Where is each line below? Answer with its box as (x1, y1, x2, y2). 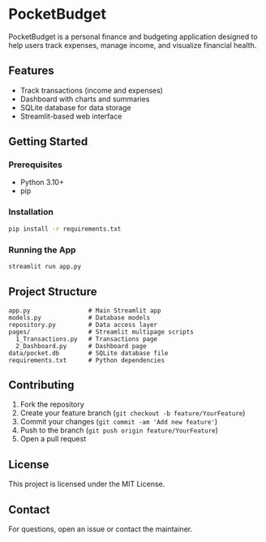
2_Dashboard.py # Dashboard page (15, 342, 148, 350)
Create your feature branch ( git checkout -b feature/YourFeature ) (19, 408, 246, 418)
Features (8, 64, 54, 78)
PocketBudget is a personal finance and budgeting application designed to (8, 32, 258, 41)
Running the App (8, 244, 76, 256)
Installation (8, 206, 54, 217)
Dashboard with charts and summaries (19, 94, 150, 104)
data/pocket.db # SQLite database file (8, 349, 169, 357)
